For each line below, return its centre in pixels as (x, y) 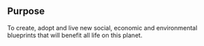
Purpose (26, 11)
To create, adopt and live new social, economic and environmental (102, 27)
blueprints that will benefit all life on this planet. (75, 35)
